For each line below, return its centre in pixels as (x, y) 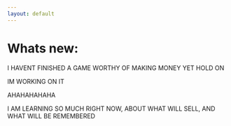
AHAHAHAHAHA (31, 94)
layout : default (31, 14)
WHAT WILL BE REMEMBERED (51, 115)
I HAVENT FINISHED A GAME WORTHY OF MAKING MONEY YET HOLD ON (116, 68)
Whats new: (43, 48)
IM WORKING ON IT (36, 81)
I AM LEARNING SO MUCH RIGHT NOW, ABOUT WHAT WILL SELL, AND (111, 108)
